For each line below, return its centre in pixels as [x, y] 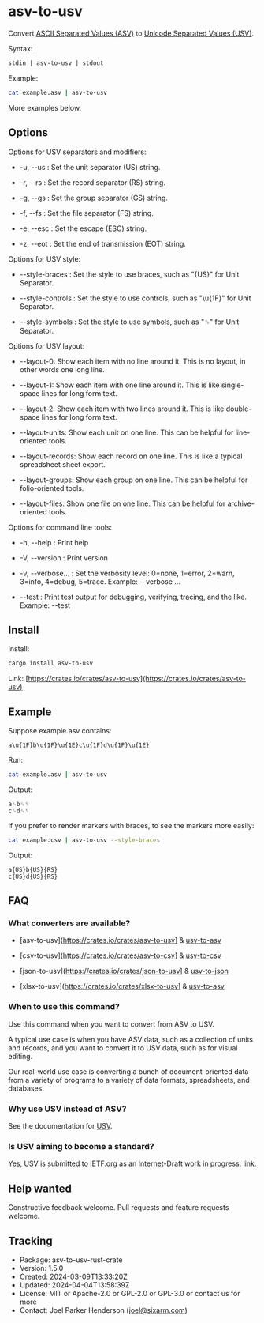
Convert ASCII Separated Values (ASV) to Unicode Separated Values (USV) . [131, 33]
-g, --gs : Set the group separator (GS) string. [93, 198]
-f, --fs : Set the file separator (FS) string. [86, 213]
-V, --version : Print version [64, 558]
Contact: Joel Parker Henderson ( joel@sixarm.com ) [103, 1310]
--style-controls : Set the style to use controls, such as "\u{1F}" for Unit [135, 298]
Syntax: [20, 48]
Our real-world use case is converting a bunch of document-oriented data [128, 1071]
